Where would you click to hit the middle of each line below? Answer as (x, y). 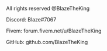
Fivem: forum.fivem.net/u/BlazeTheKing (54, 31)
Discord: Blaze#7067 (31, 19)
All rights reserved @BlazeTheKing (48, 8)
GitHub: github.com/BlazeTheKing (47, 42)
